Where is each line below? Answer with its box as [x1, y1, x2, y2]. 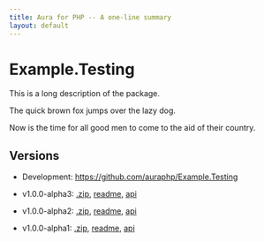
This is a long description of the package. [9, 88, 161, 99]
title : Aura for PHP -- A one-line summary [9, 12, 172, 22]
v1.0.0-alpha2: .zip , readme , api [21, 206, 137, 216]
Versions [9, 147, 60, 163]
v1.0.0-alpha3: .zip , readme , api [21, 189, 137, 200]
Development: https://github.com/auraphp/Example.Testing [21, 171, 238, 182]
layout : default [9, 21, 69, 30]
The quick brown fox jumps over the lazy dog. [9, 105, 177, 116]
